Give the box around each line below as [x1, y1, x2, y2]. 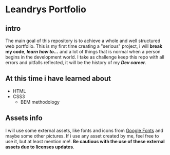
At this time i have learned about [5, 74, 111, 83]
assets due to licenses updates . [5, 144, 74, 150]
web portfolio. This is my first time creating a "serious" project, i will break [5, 43, 163, 49]
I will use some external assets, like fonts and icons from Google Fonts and [5, 127, 163, 133]
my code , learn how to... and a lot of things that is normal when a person [5, 49, 161, 54]
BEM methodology [20, 99, 60, 105]
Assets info [5, 114, 43, 123]
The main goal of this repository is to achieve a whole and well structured [5, 37, 161, 44]
